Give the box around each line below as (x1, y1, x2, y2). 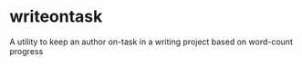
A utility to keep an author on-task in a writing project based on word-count (9, 36, 294, 47)
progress (9, 45, 44, 56)
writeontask (9, 6, 103, 27)
